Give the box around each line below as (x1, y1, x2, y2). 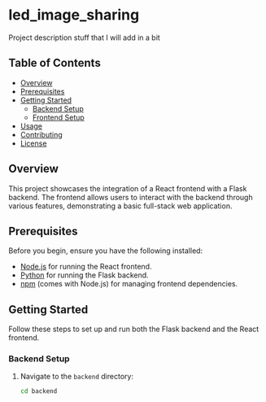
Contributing (20, 129, 63, 139)
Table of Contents (8, 56, 102, 70)
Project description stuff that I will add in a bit (8, 33, 160, 42)
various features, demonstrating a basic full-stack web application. (8, 201, 233, 211)
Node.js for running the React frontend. (20, 262, 152, 272)
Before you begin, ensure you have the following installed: (8, 246, 203, 256)
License (20, 138, 47, 148)
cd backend (20, 387, 58, 395)
